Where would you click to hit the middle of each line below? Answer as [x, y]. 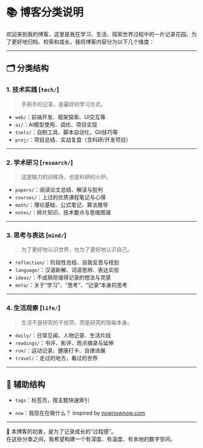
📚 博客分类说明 [45, 12]
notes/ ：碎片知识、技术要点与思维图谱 [63, 212]
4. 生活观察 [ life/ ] [33, 308]
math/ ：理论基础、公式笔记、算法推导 [62, 205]
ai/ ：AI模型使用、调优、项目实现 [56, 124]
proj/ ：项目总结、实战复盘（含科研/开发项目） [73, 139]
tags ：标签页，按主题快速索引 [52, 400]
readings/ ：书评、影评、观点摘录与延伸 [64, 343]
